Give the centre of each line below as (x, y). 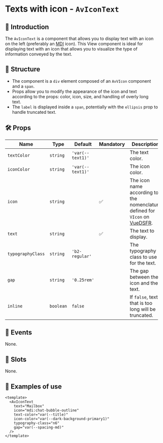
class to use (143, 257)
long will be (143, 309)
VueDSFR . (141, 223)
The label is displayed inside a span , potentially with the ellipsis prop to (85, 107)
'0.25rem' (83, 280)
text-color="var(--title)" (41, 415)
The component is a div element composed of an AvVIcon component (81, 81)
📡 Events (19, 332)
